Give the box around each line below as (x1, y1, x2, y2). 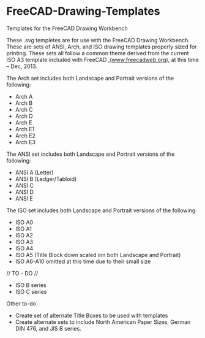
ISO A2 (15, 231, 34, 239)
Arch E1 (15, 125, 35, 133)
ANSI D (15, 188, 34, 196)
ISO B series (15, 281, 47, 289)
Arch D (15, 112, 33, 120)
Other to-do (6, 299, 37, 307)
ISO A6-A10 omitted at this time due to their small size (15, 258, 151, 265)
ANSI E (15, 194, 34, 202)
